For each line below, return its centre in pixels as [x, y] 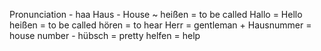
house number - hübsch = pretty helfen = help [105, 35]
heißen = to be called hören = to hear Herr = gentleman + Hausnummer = [160, 25]
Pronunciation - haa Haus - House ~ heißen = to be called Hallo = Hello [156, 14]
